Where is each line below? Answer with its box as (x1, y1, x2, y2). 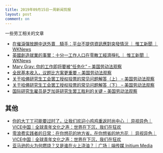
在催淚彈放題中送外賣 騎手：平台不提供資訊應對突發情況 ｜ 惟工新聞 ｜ (12, 41, 158, 47)
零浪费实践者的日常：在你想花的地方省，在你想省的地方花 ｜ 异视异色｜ (12, 130, 157, 136)
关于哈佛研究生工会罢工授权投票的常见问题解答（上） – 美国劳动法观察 (12, 76, 155, 82)
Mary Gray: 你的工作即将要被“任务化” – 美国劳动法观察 (12, 63, 122, 69)
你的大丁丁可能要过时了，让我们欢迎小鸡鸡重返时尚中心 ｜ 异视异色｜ (12, 118, 153, 124)
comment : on (5, 16, 29, 21)
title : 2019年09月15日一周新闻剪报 (5, 7, 71, 12)
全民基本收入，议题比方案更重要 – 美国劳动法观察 (12, 70, 112, 76)
